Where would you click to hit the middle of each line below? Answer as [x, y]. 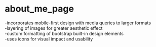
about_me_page [40, 9]
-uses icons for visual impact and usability [49, 39]
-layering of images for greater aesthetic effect [54, 28]
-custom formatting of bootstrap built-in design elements [64, 33]
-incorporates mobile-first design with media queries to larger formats [78, 23]
